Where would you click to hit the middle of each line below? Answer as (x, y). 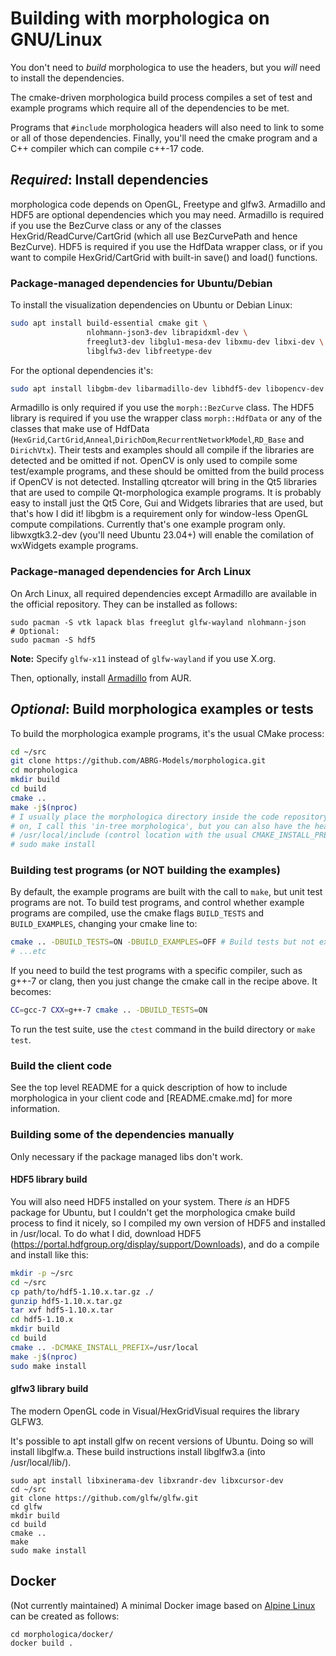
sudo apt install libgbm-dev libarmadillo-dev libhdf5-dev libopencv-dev (167, 388)
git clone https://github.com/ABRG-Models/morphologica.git (138, 761)
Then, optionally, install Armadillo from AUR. (101, 678)
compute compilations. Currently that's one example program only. (148, 524)
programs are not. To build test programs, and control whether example (157, 903)
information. (35, 1109)
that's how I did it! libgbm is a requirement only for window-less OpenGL (159, 514)
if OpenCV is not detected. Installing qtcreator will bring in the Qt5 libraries (164, 482)
